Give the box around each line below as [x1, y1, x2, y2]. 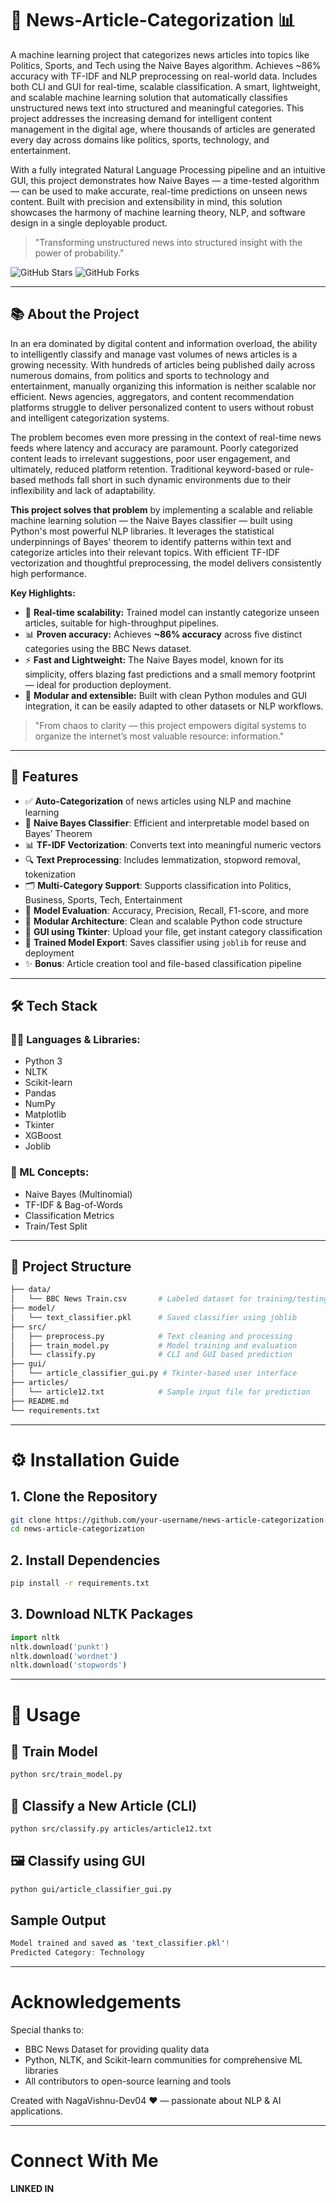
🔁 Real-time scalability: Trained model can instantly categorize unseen [24, 606, 320, 618]
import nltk [10, 1632, 60, 1642]
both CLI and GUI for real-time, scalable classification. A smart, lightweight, [10, 80, 321, 92]
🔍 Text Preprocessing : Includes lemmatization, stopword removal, [24, 853, 301, 866]
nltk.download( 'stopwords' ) [10, 1660, 128, 1671]
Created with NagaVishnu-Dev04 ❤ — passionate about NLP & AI [10, 2095, 282, 2107]
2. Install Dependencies [10, 1552, 161, 1569]
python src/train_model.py [10, 1770, 123, 1780]
